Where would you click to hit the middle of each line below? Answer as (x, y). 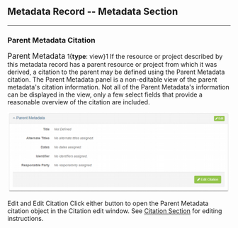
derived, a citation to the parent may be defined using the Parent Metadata (116, 72)
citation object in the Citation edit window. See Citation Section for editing (115, 211)
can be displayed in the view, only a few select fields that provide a (105, 94)
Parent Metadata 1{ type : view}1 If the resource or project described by (115, 56)
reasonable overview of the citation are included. (79, 102)
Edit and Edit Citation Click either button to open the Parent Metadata (108, 203)
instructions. (25, 218)
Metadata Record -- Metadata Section (93, 12)
